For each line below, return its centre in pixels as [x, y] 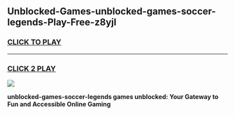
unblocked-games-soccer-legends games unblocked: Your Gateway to [113, 96]
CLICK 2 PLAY [31, 68]
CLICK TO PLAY [34, 43]
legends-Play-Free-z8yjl [62, 23]
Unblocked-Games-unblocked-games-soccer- [112, 11]
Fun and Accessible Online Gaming [59, 104]
